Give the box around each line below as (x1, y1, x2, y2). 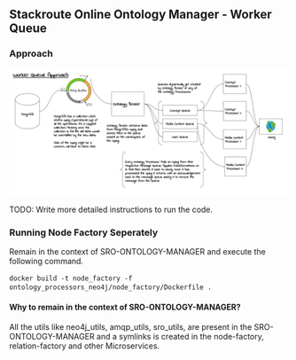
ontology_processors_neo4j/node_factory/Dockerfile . (9, 283, 213, 292)
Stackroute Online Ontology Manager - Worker (9, 7, 272, 22)
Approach (9, 48, 53, 60)
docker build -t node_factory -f (9, 274, 133, 283)
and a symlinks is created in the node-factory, (96, 331, 264, 341)
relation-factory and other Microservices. (9, 340, 160, 351)
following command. (9, 256, 84, 267)
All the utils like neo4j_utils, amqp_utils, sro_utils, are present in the (9, 321, 253, 332)
